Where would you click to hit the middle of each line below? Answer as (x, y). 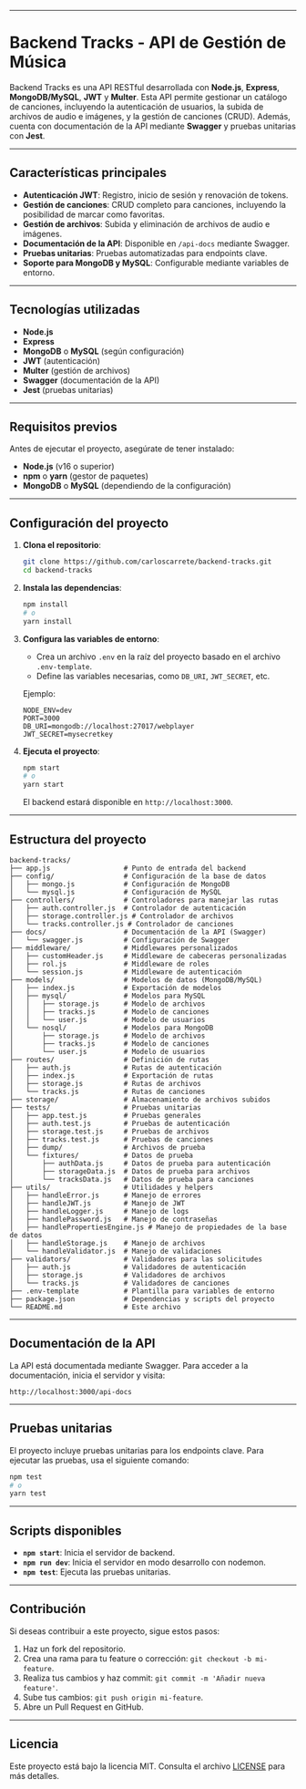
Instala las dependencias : (72, 587)
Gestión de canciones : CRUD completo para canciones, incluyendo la (154, 204)
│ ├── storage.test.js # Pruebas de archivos (109, 1132)
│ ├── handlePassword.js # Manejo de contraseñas (114, 1219)
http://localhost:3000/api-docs (71, 1391)
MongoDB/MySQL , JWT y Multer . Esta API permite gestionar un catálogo (148, 97)
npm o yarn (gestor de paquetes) (85, 476)
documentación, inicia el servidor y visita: (87, 1375)
